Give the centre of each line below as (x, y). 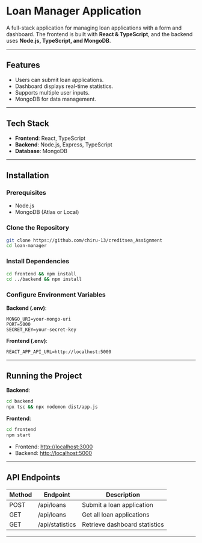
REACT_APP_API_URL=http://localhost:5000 (59, 352)
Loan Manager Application (74, 11)
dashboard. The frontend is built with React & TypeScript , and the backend (99, 34)
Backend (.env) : (26, 308)
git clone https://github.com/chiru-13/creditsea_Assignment (84, 240)
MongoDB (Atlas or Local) (47, 212)
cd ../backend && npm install (44, 279)
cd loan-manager (26, 246)
